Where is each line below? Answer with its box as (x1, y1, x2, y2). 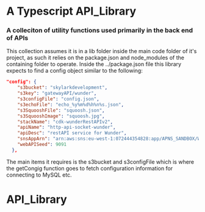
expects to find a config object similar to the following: (6, 67, 143, 75)
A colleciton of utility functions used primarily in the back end (6, 26, 193, 35)
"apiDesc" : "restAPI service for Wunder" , (17, 130, 127, 136)
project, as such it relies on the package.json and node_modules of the (6, 54, 185, 62)
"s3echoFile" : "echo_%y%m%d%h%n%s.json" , (17, 101, 124, 108)
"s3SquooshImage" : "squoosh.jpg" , (17, 113, 105, 119)
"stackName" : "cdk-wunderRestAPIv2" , (17, 119, 113, 125)
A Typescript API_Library (6, 4, 137, 18)
